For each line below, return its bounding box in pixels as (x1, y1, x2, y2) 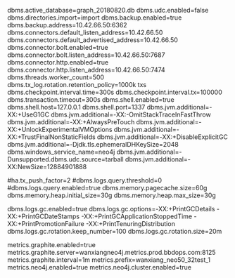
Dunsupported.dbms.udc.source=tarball (7, 155, 125, 164)
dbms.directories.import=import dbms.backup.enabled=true (7, 13, 182, 22)
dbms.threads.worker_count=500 (7, 73, 104, 81)
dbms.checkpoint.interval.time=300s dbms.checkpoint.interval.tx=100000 (7, 88, 223, 96)
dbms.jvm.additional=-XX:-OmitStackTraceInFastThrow (51, 110, 211, 119)
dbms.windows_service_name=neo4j (7, 147, 115, 156)
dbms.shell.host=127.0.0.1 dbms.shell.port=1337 (7, 103, 146, 111)
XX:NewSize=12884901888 (7, 163, 87, 171)
